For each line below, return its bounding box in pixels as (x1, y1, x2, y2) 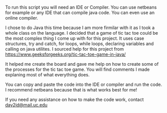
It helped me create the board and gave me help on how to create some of (5, 61, 159, 67)
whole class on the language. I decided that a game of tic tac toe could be (5, 30, 158, 36)
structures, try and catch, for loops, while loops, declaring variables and (5, 41, 154, 47)
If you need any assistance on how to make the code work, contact (5, 96, 144, 102)
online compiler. (5, 15, 39, 21)
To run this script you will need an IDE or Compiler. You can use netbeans (5, 5, 157, 10)
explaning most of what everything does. (5, 72, 90, 77)
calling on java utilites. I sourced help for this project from (5, 46, 124, 52)
